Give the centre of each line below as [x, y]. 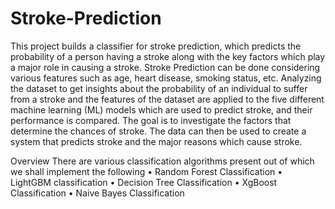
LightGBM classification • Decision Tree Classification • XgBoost [144, 182]
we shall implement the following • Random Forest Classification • [146, 171]
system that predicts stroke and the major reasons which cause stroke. [156, 141]
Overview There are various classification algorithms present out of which [162, 161]
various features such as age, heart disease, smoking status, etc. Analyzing [166, 78]
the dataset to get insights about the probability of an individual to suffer [159, 88]
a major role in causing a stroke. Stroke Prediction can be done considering [165, 67]
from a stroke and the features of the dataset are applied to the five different [167, 99]
